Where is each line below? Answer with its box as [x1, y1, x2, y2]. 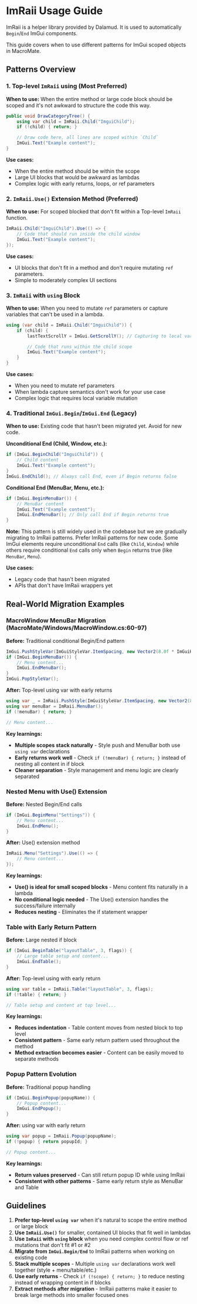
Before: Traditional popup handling [6, 1083, 91, 1091]
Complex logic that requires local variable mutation [14, 395, 138, 402]
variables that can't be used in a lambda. [6, 310, 104, 318]
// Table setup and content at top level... [6, 1002, 117, 1008]
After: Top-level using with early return [6, 974, 101, 982]
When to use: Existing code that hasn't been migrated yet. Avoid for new [6, 423, 182, 430]
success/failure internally [14, 902, 76, 909]
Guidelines [6, 1201, 46, 1211]
